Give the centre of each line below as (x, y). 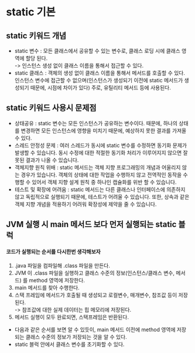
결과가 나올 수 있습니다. (52, 160)
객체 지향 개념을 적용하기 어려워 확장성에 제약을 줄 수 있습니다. (85, 204)
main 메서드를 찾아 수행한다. (47, 288)
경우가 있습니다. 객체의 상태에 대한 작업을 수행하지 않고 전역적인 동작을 (101, 175)
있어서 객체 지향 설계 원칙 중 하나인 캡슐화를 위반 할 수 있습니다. (104, 182)
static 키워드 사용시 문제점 (51, 108)
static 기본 (31, 12)
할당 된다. (37, 58)
